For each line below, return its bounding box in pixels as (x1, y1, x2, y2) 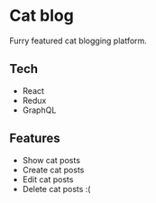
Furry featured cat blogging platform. (9, 35, 147, 46)
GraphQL (22, 105, 57, 115)
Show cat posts (22, 154, 81, 165)
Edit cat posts (22, 173, 74, 185)
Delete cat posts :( (22, 183, 91, 194)
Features (9, 131, 60, 146)
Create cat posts (22, 164, 85, 175)
